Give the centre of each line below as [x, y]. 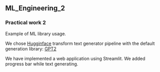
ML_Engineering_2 [35, 8]
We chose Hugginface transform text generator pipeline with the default [80, 43]
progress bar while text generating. [42, 64]
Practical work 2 [26, 23]
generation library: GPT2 [31, 49]
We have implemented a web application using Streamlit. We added [75, 58]
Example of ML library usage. [36, 33]
